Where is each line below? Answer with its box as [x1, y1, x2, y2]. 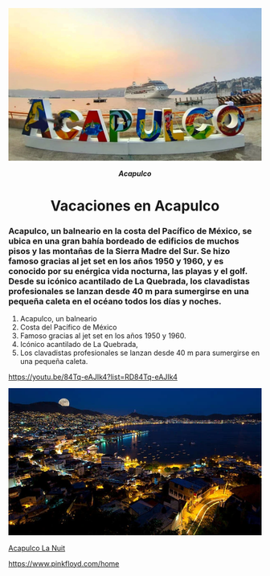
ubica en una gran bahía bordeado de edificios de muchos [8, 235, 239, 247]
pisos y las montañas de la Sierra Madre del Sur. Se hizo [8, 245, 231, 256]
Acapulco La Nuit [8, 543, 66, 553]
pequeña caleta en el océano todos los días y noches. [8, 296, 222, 307]
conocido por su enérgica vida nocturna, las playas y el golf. [8, 265, 247, 276]
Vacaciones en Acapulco [50, 197, 220, 214]
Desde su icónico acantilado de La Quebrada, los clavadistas [8, 276, 251, 287]
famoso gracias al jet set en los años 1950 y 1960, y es [8, 255, 224, 267]
